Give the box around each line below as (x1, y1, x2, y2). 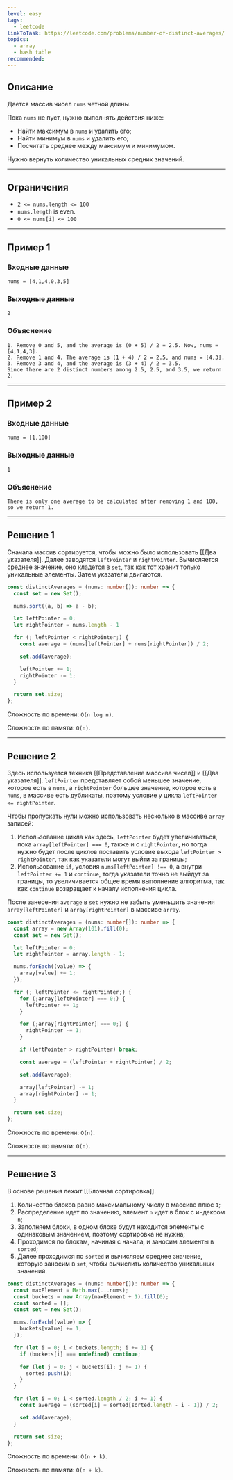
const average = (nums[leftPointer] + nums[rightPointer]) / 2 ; (19, 641, 209, 647)
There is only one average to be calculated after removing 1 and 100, (7, 498, 218, 505)
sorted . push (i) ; (25, 1369, 73, 1377)
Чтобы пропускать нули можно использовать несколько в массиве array (7, 812, 225, 820)
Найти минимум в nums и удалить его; (17, 134, 129, 143)
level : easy (7, 10, 42, 17)
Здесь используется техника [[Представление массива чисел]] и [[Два (7, 769, 219, 777)
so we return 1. (7, 504, 54, 511)
